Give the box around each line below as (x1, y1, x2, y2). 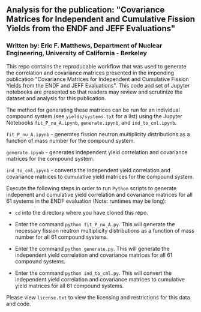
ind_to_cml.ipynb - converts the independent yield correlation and (6, 166, 171, 173)
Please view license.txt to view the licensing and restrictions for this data (6, 293, 190, 301)
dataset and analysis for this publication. (6, 94, 106, 101)
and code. (6, 300, 31, 307)
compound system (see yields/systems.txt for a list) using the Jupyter (6, 112, 182, 119)
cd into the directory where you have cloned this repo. (14, 209, 149, 216)
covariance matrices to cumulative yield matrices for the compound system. (6, 173, 194, 180)
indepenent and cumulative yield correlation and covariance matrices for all (6, 191, 193, 198)
